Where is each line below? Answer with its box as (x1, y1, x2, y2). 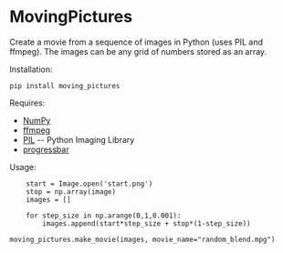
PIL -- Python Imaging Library (22, 134, 135, 145)
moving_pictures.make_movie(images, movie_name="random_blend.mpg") (9, 235, 276, 244)
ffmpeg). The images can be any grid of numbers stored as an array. (9, 46, 267, 56)
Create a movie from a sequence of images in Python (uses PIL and (9, 36, 263, 47)
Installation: (9, 64, 53, 75)
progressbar (22, 144, 70, 155)
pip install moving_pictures (9, 81, 121, 90)
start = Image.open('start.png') (26, 179, 153, 188)
